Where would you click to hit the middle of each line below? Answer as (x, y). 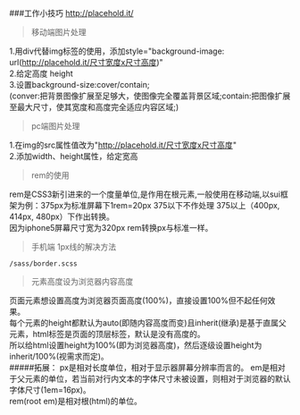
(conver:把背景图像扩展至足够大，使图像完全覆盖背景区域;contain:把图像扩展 (150, 96)
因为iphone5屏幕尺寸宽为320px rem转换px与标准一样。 (111, 228)
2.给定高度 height (41, 73)
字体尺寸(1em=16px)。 (50, 390)
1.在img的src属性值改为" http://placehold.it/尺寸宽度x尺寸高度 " (123, 145)
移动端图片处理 (58, 32)
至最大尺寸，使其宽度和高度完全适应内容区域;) (94, 107)
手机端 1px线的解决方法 (74, 247)
